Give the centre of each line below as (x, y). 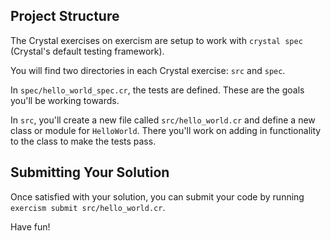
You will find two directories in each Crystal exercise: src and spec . (148, 70)
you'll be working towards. (65, 100)
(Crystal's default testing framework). (87, 51)
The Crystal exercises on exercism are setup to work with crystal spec (156, 40)
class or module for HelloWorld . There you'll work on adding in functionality (166, 130)
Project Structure (65, 16)
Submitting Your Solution (90, 172)
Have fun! (30, 226)
